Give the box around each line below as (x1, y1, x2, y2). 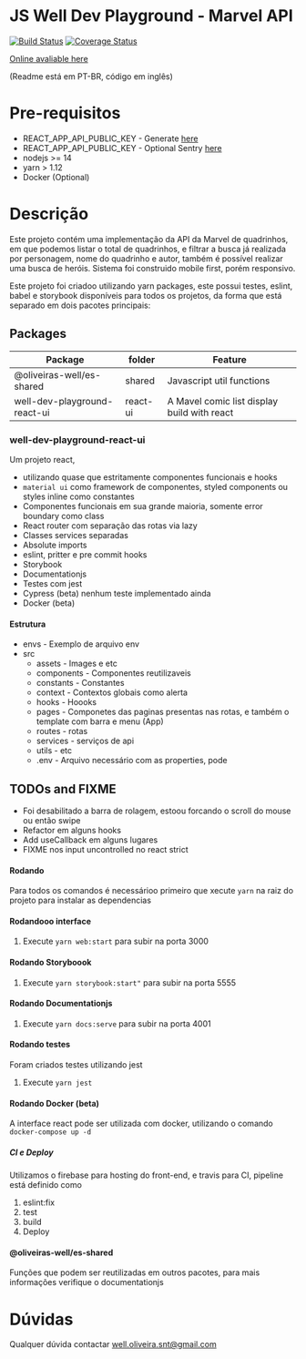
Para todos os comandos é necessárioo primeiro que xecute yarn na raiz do (9, 885, 294, 896)
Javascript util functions (167, 374, 270, 387)
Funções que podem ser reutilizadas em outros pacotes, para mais (9, 1267, 260, 1278)
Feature (212, 353, 248, 365)
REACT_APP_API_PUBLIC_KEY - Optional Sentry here (22, 142, 222, 153)
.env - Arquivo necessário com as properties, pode (36, 755, 228, 766)
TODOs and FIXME (9, 781, 117, 797)
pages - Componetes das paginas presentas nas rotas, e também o (36, 707, 290, 718)
